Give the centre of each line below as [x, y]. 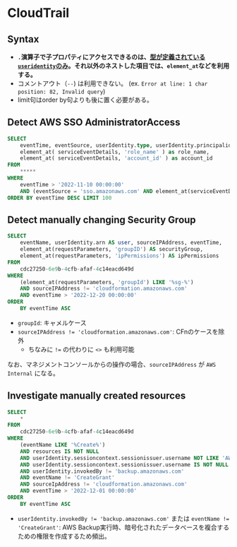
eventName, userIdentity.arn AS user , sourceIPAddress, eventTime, [121, 243]
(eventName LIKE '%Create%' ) [63, 445]
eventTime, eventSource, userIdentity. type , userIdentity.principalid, [127, 145]
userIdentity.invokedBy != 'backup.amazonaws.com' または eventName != [123, 518]
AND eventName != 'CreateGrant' [67, 478]
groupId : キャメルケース [52, 322]
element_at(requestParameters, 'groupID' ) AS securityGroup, [111, 249]
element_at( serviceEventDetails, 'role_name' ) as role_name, [115, 152]
